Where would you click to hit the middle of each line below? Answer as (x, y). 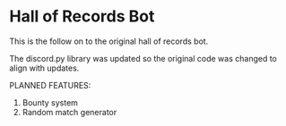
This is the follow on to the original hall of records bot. (109, 41)
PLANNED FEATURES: (50, 85)
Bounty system (50, 102)
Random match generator (69, 112)
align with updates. (44, 68)
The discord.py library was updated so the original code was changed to (143, 58)
